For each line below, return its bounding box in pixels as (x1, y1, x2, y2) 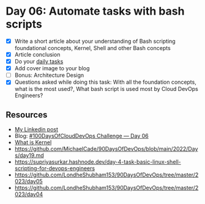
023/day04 (14, 191, 43, 198)
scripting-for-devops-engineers (14, 165, 95, 172)
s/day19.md (14, 151, 44, 159)
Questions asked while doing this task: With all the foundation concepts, (14, 78, 196, 86)
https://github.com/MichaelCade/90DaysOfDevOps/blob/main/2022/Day (14, 145, 198, 153)
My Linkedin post (14, 126, 59, 133)
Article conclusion (14, 51, 61, 58)
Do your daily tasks (14, 58, 64, 65)
